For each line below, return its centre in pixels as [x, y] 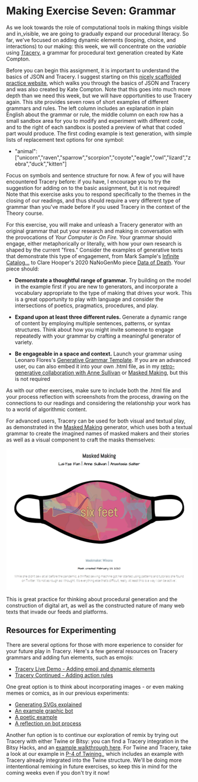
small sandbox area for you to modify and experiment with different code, [95, 120]
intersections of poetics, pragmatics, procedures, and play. [86, 305]
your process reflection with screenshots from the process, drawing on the [98, 396]
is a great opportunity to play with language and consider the [89, 299]
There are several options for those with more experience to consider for [95, 644]
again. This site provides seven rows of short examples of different [87, 101]
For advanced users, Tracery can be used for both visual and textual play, [96, 421]
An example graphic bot [44, 711]
